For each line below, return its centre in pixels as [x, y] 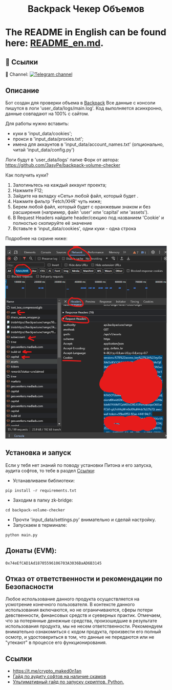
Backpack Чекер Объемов [86, 9]
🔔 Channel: [17, 74]
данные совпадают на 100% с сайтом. [47, 114]
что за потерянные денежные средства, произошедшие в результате [81, 621]
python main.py [21, 535]
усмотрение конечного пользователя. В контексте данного [70, 605]
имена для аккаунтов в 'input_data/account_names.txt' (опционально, [88, 144]
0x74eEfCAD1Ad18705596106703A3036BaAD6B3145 [53, 563]
